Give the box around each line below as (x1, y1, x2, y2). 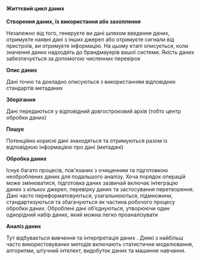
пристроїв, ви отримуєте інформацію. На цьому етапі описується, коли (6, 42, 189, 50)
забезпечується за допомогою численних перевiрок (6, 55, 141, 62)
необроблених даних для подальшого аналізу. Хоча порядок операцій (6, 173, 186, 181)
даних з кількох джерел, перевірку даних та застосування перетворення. (6, 186, 195, 193)
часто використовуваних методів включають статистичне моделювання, (6, 241, 193, 248)
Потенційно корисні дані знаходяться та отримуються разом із (6, 137, 168, 145)
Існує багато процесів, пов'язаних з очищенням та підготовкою (6, 167, 168, 174)
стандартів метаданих (6, 84, 63, 92)
